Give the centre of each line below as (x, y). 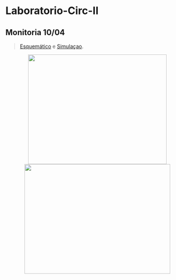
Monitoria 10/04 (35, 32)
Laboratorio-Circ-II (52, 11)
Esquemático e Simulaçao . (52, 46)
